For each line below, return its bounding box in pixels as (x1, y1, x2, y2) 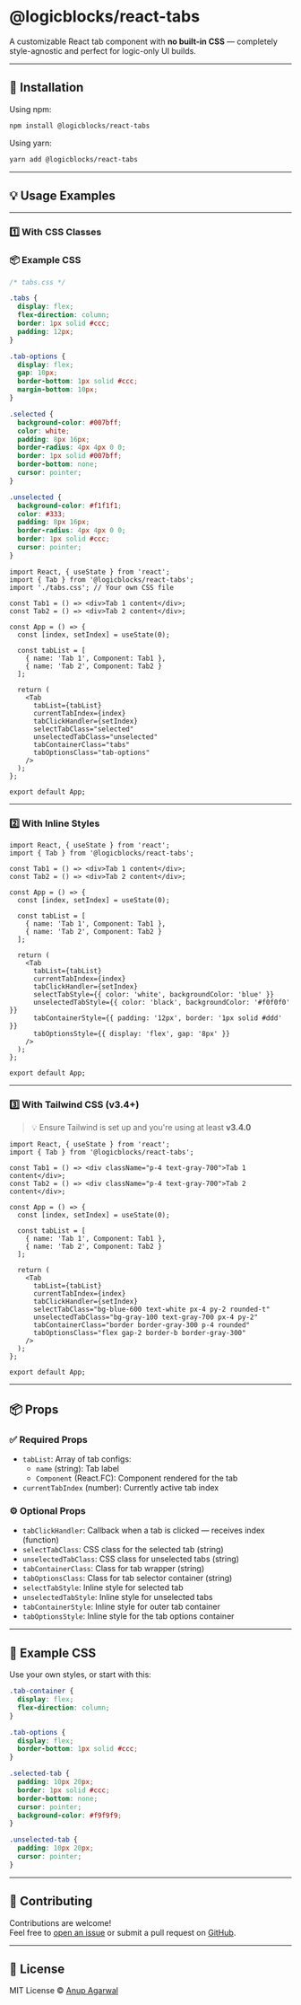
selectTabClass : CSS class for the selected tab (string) (21, 1544, 224, 1555)
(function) (21, 1535, 60, 1545)
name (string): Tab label (35, 1464, 119, 1474)
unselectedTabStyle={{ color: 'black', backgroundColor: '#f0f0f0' (32, 998, 291, 1007)
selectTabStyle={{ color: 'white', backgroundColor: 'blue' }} (32, 990, 275, 999)
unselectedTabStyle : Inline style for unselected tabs (21, 1592, 213, 1603)
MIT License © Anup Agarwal (9, 1985, 119, 1996)
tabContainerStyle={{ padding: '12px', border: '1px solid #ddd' (32, 1014, 282, 1023)
